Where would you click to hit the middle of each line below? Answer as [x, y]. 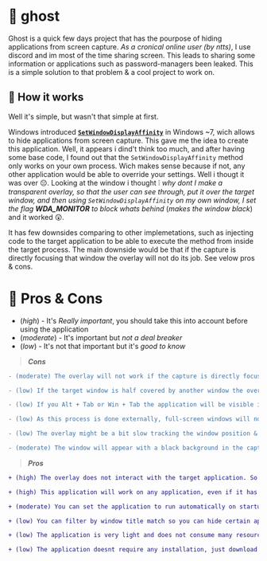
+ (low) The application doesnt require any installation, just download [133, 550]
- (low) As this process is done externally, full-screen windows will [129, 419]
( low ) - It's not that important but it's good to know [103, 346]
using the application [54, 329]
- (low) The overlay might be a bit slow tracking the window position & [133, 433]
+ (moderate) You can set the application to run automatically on [122, 506]
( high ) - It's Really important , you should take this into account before [133, 320]
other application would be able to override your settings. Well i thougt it [126, 174]
